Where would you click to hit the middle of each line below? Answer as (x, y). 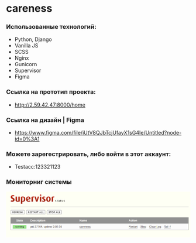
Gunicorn (26, 64)
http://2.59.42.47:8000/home (50, 105)
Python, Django (33, 39)
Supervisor (28, 71)
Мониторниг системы (39, 182)
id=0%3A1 (27, 139)
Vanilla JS (26, 46)
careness (29, 8)
